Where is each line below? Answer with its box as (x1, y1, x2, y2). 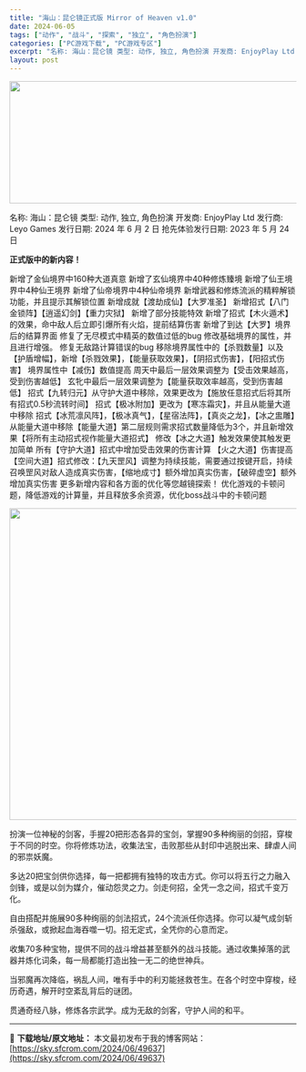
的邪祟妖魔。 (9, 852, 57, 862)
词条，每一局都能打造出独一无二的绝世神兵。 (40, 955, 209, 966)
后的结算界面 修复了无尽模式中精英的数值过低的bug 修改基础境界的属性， (9, 330, 284, 341)
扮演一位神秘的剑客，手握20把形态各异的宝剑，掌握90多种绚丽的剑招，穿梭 (9, 829, 293, 839)
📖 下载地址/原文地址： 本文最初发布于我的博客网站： (9, 1033, 207, 1043)
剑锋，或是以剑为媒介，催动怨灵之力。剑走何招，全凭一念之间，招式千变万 (9, 882, 289, 893)
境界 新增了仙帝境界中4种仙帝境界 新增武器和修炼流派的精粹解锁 (54, 285, 296, 296)
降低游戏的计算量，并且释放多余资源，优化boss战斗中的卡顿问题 (25, 490, 267, 501)
